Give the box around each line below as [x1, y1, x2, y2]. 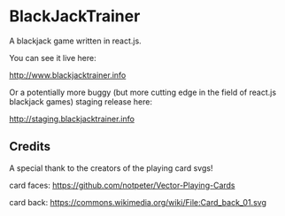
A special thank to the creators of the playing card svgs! [9, 162, 213, 174]
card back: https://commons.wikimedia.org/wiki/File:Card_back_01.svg [9, 197, 267, 207]
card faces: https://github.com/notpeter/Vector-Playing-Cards [9, 180, 235, 190]
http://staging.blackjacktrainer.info [9, 113, 135, 124]
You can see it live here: [9, 52, 96, 63]
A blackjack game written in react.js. [9, 35, 142, 46]
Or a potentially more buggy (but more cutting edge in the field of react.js [9, 87, 277, 97]
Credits [9, 139, 51, 154]
